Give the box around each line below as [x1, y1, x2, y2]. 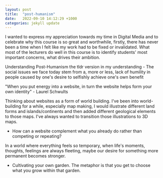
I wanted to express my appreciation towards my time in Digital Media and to [5, 34, 159, 40]
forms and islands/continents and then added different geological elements [5, 109, 156, 114]
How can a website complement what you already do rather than [12, 128, 142, 134]
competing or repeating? [12, 133, 62, 139]
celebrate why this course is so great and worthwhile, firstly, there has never [5, 39, 159, 45]
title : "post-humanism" [5, 12, 55, 16]
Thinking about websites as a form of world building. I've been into [5, 98, 139, 104]
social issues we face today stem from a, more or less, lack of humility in [5, 69, 151, 75]
